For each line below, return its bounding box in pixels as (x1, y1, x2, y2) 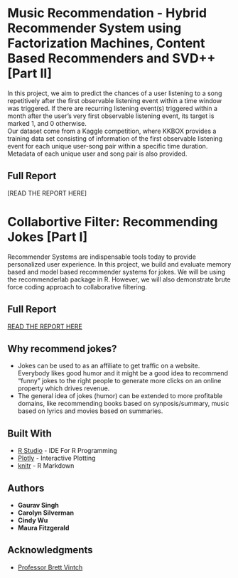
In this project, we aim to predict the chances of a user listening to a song (7, 89, 222, 97)
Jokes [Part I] (7, 229, 87, 245)
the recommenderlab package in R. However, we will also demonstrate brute (7, 275, 231, 284)
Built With (7, 427, 52, 439)
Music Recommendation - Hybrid (7, 5, 207, 21)
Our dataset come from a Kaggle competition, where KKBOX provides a (7, 127, 217, 135)
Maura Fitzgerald (17, 523, 70, 532)
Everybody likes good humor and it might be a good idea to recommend (17, 369, 229, 378)
